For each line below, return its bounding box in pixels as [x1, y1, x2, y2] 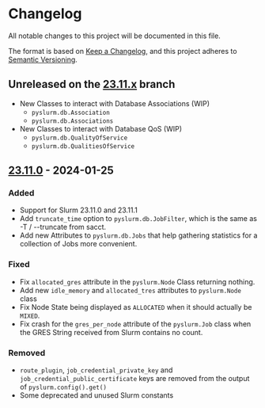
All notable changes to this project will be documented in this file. [8, 31, 221, 40]
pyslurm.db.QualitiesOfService [31, 142, 135, 151]
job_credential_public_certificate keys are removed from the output [19, 374, 250, 383]
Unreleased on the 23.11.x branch [8, 78, 176, 91]
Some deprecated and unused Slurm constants [19, 391, 174, 400]
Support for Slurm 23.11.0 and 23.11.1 [19, 205, 138, 215]
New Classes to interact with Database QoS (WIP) [19, 124, 182, 133]
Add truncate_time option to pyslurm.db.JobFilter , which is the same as [19, 214, 257, 223]
